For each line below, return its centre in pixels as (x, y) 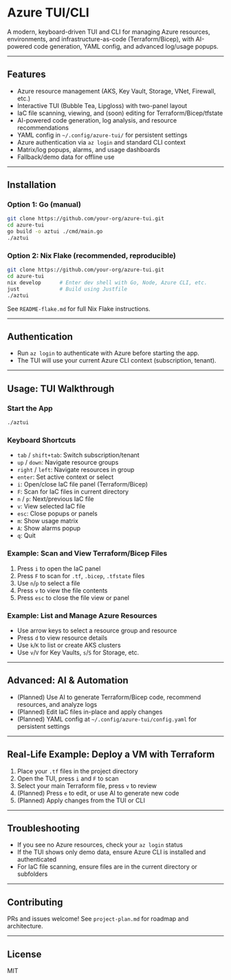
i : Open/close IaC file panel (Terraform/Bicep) (82, 484)
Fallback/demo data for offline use (66, 157)
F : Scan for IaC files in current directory (73, 492)
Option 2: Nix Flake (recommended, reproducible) (92, 255)
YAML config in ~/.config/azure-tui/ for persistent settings (102, 135)
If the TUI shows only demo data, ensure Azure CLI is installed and (111, 852)
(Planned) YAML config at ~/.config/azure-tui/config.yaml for (107, 719)
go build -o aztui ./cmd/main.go (55, 232)
